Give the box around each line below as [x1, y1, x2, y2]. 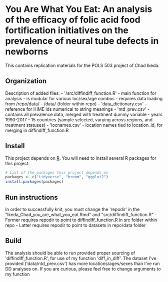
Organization [5, 77, 46, 85]
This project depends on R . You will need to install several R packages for [5, 155, 156, 161]
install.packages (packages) [5, 179, 64, 184]
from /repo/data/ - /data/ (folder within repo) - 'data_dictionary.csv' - [5, 101, 147, 107]
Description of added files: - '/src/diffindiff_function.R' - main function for [5, 90, 156, 96]
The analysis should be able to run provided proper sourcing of [5, 250, 135, 256]
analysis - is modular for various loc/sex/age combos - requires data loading [5, 95, 163, 101]
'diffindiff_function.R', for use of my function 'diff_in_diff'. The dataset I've [5, 255, 156, 261]
